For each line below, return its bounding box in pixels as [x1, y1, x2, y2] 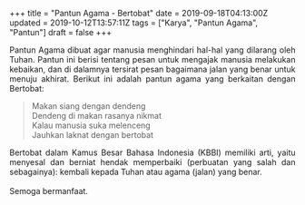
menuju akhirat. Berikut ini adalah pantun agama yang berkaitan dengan [9, 73, 296, 84]
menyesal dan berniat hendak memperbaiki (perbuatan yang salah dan [9, 157, 296, 167]
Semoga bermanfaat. [9, 186, 89, 196]
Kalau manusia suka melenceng [31, 120, 152, 131]
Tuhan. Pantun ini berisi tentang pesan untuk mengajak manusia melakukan [9, 54, 296, 64]
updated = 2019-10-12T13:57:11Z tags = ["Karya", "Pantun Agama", [9, 17, 259, 28]
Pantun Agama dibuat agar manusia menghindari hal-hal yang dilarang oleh [9, 44, 296, 55]
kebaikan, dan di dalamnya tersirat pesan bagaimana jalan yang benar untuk [9, 63, 296, 74]
